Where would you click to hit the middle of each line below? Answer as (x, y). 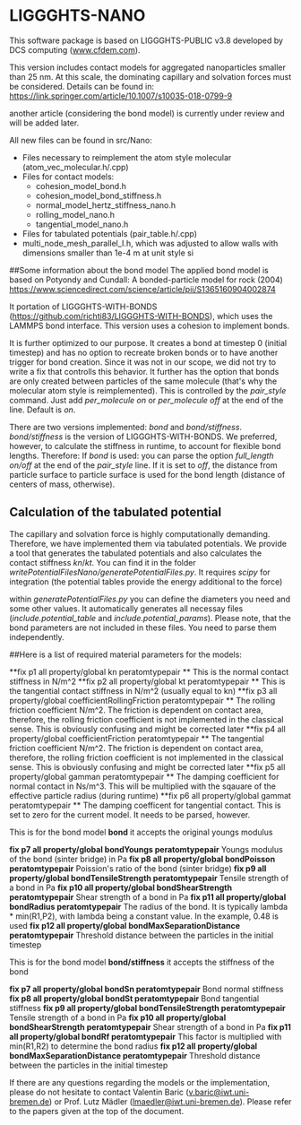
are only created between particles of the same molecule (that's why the (143, 381)
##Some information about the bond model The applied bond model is (139, 270)
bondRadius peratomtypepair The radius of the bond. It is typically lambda (149, 906)
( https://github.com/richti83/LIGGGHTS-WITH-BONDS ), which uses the (141, 316)
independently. (37, 636)
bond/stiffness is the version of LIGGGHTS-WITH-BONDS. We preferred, (143, 437)
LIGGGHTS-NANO (77, 16)
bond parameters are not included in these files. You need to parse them (143, 627)
